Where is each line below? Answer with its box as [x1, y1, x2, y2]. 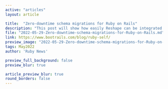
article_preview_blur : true [5, 71, 64, 76]
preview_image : [5, 39, 37, 45]
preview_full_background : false [5, 58, 72, 63]
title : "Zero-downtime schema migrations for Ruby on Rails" [5, 21, 137, 26]
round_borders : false [5, 76, 50, 81]
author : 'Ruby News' [5, 48, 48, 54]
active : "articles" [5, 7, 46, 12]
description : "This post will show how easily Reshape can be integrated [5, 25, 162, 30]
